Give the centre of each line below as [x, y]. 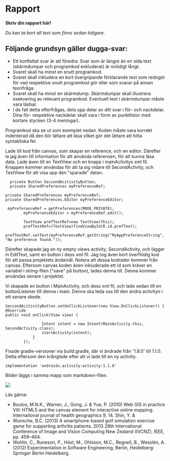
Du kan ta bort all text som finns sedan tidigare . [55, 33]
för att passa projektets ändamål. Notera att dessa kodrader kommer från [82, 260]
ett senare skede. [23, 297]
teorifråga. [24, 88]
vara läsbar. [25, 104]
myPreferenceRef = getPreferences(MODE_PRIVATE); [61, 208]
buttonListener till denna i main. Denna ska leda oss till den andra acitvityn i [84, 291]
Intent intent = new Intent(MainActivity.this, [93, 324]
